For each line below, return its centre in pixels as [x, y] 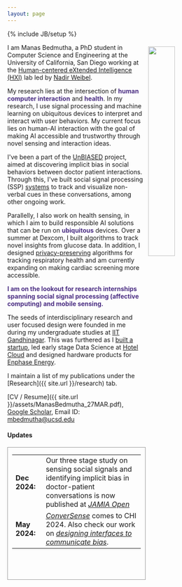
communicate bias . [77, 542]
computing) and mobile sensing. [55, 304]
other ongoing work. [37, 202]
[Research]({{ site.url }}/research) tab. [62, 383]
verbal [16, 194]
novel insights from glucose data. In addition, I [74, 245]
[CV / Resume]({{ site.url [43, 396]
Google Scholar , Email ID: [44, 411]
